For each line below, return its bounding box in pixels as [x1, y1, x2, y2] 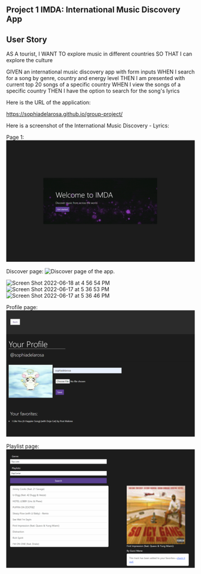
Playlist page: [6, 442, 39, 450]
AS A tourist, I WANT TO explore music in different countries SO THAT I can [6, 50, 193, 57]
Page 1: [6, 134, 25, 141]
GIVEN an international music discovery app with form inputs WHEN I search [6, 68, 195, 75]
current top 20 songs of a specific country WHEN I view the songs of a [6, 81, 181, 88]
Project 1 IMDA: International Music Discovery [6, 5, 181, 15]
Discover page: [6, 268, 44, 275]
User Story [6, 34, 47, 44]
